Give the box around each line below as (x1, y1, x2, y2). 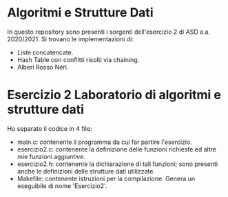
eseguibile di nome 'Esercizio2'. (17, 181, 107, 190)
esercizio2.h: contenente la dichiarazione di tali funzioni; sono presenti (17, 160, 218, 168)
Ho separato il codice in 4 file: (7, 124, 92, 132)
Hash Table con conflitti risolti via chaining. (17, 55, 140, 63)
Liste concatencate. (17, 48, 74, 56)
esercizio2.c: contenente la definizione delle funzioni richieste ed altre (17, 145, 217, 153)
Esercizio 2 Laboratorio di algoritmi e (7, 87, 222, 103)
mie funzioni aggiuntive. (17, 152, 86, 160)
